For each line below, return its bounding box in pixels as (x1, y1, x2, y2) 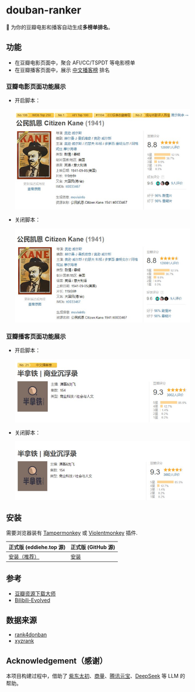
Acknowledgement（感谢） (6, 656, 107, 666)
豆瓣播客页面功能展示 (6, 332, 66, 340)
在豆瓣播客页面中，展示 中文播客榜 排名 (14, 66, 110, 73)
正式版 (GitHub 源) (70, 543, 116, 550)
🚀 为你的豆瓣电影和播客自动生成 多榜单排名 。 (6, 23, 114, 30)
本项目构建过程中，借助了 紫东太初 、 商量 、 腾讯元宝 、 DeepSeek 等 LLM (6, 673, 179, 680)
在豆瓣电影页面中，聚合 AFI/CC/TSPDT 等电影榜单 (14, 59, 135, 66)
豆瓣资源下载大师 (14, 590, 56, 597)
